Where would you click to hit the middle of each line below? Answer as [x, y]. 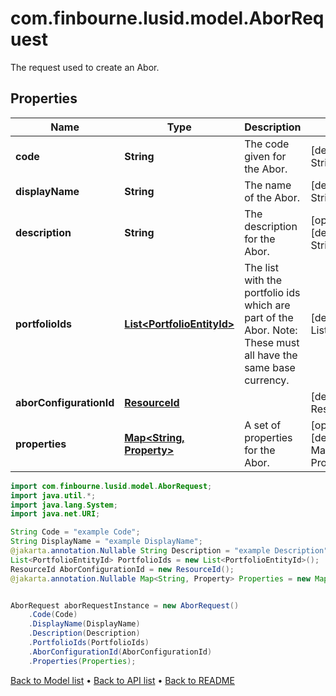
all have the [271, 355]
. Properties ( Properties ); [82, 661]
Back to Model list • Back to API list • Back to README [122, 680]
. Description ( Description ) [84, 633]
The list [261, 267]
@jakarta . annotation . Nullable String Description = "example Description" [169, 551]
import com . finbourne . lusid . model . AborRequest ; [111, 486]
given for [265, 156]
